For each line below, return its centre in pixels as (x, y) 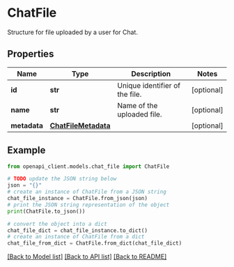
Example (26, 150)
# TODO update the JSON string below (62, 179)
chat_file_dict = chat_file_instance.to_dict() (78, 230)
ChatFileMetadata (80, 125)
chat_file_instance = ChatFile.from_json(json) (78, 199)
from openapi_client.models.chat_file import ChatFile (88, 166)
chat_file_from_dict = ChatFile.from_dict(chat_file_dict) (95, 243)
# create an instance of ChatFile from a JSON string (87, 192)
